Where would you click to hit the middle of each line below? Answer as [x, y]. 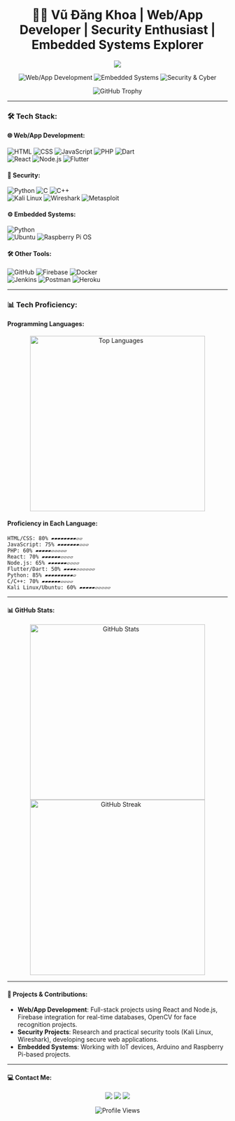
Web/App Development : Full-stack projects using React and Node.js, [117, 1009]
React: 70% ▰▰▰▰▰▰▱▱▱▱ [40, 557]
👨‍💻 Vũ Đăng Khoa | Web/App [117, 15]
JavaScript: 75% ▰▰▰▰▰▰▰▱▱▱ [48, 544]
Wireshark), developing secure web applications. [88, 1040]
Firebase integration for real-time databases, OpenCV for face [107, 1017]
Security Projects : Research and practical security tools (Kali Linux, [115, 1032]
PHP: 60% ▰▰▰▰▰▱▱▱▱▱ [37, 551]
